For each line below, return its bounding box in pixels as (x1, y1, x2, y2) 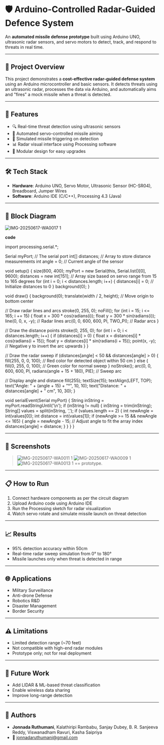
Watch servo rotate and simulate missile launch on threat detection (12, 511, 147, 516)
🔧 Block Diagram (5, 212, 56, 220)
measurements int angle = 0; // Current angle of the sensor (5, 258, 123, 264)
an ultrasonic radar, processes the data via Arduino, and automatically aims (5, 86, 157, 92)
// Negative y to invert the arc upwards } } (5, 343, 89, 349)
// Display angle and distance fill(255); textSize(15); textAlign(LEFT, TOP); (5, 378, 152, 383)
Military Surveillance (12, 587, 54, 594)
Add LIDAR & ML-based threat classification (12, 682, 101, 688)
